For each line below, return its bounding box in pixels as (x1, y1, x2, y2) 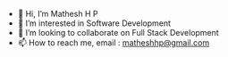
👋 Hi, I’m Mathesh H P (17, 9, 98, 19)
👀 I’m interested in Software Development (17, 18, 172, 28)
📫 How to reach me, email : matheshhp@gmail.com (17, 37, 210, 48)
